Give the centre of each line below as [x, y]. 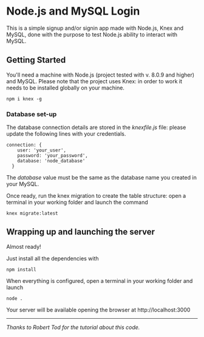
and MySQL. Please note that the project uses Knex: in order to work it [94, 81]
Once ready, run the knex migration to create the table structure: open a [96, 196]
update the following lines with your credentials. [66, 134]
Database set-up [32, 114]
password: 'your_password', [53, 156]
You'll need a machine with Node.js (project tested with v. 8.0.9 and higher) [100, 75]
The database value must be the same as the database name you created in [102, 178]
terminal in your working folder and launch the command [77, 203]
